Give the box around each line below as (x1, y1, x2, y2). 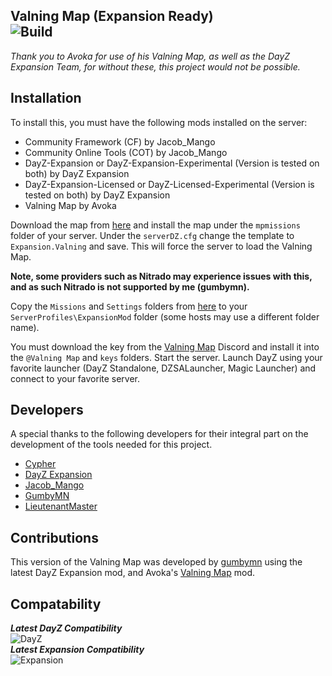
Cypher (24, 458, 57, 470)
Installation (10, 90, 82, 107)
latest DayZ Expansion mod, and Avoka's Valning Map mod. (10, 567, 255, 579)
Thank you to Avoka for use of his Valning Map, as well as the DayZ (10, 50, 291, 62)
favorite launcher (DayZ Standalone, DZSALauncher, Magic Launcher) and (10, 362, 317, 374)
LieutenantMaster (24, 500, 98, 513)
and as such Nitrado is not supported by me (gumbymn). (10, 280, 250, 293)
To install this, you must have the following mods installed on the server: (10, 116, 308, 128)
